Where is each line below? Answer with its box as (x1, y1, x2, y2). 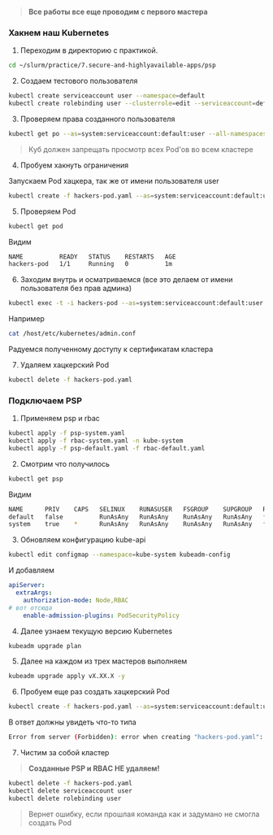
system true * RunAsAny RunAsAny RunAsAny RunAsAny (8, 520, 253, 528)
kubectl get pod (8, 222, 63, 230)
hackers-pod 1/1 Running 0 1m (8, 260, 173, 268)
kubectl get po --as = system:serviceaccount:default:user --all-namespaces (8, 129, 267, 137)
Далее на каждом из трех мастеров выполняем (19, 656, 188, 666)
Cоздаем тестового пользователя (19, 76, 138, 86)
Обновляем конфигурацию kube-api (19, 535, 146, 545)
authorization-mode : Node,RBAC (23, 596, 129, 604)
